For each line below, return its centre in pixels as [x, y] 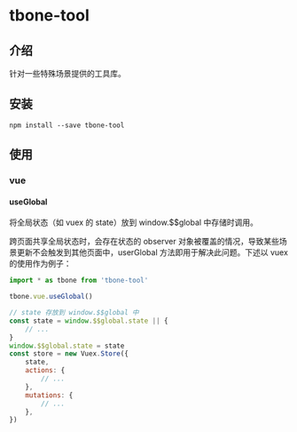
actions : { [45, 371]
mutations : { [49, 395]
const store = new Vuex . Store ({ [69, 354]
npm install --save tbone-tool [67, 125]
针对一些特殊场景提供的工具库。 [67, 73]
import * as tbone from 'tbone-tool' [79, 281]
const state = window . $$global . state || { [89, 321]
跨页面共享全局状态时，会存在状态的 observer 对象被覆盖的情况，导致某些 [144, 242]
